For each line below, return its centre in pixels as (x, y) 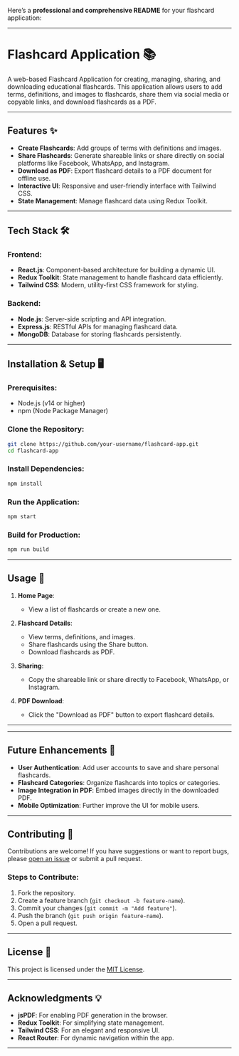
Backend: (24, 304)
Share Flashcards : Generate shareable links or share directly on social (121, 155)
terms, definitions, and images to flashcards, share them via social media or (118, 94)
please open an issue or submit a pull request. (75, 859)
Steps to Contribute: (43, 878)
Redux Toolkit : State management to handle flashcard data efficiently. (120, 277)
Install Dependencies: (46, 469)
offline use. (34, 178)
